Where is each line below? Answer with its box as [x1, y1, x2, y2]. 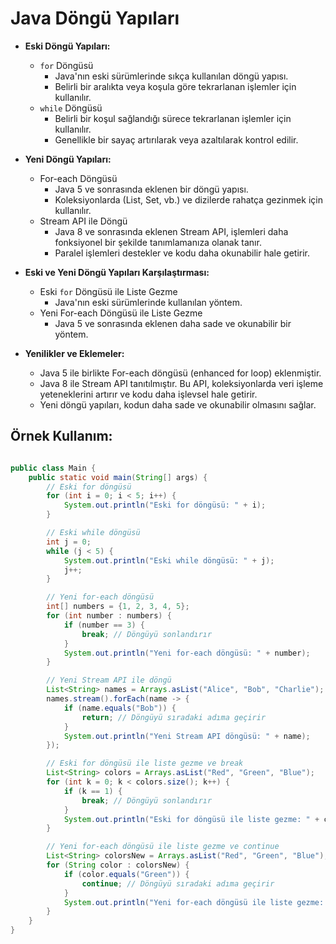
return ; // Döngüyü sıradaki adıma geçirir [81, 712, 267, 722]
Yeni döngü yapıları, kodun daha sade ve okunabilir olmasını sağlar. [39, 398, 317, 411]
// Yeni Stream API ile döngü [46, 675, 172, 686]
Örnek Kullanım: [10, 428, 113, 445]
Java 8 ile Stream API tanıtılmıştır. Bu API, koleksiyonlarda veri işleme [39, 377, 324, 389]
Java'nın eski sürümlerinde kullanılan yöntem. [54, 296, 243, 308]
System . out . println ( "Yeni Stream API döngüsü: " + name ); [63, 731, 311, 741]
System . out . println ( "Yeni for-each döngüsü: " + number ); [63, 648, 311, 658]
